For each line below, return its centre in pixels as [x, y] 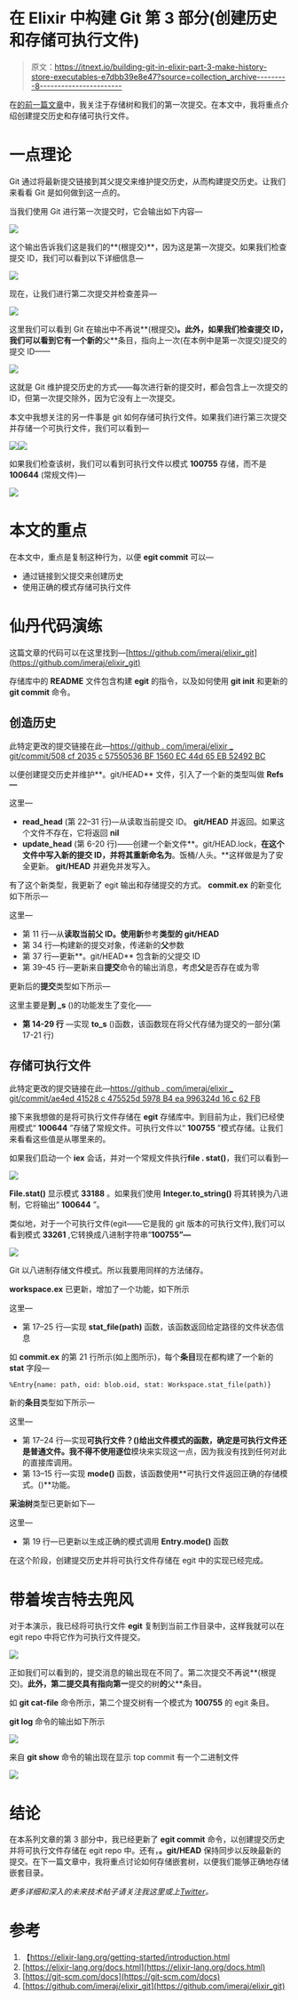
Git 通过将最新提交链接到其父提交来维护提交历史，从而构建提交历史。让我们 [148, 181]
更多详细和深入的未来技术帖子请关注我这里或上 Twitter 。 [111, 1892]
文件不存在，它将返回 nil [74, 832]
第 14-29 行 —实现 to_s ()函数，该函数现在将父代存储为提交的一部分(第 [151, 1024]
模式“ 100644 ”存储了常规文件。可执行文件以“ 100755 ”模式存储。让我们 [150, 1128]
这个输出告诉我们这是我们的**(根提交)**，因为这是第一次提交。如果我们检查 [148, 246]
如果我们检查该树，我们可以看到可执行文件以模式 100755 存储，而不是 [138, 463]
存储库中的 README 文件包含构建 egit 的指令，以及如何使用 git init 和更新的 [149, 680]
